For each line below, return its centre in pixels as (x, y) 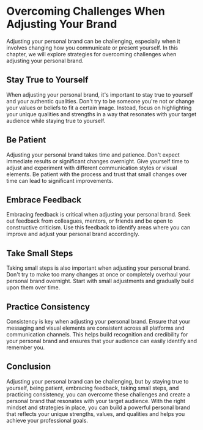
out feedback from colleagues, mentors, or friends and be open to (90, 221)
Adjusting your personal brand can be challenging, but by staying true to (98, 381)
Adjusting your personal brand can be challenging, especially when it (93, 41)
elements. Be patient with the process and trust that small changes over (97, 174)
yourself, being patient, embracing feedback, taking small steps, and (93, 388)
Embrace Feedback (44, 200)
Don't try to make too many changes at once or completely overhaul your (98, 275)
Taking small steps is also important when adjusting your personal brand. (98, 268)
